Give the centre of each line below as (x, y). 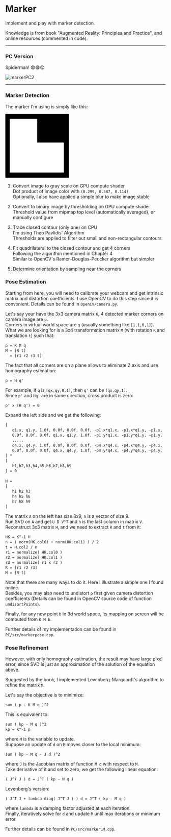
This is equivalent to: (27, 714)
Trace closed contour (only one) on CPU (55, 227)
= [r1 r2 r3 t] (26, 355)
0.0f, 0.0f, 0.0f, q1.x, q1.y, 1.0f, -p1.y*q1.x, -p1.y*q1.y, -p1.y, (87, 435)
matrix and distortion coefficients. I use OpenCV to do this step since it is (82, 298)
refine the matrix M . (25, 685)
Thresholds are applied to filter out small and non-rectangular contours (87, 238)
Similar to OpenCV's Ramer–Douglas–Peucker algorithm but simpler (83, 259)
